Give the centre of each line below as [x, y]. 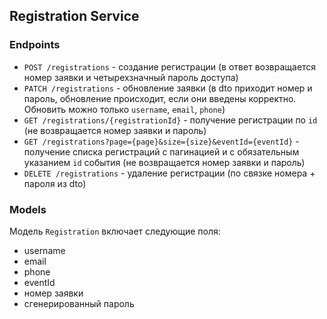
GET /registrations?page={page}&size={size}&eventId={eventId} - [161, 141]
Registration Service [74, 16]
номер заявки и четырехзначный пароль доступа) [131, 77]
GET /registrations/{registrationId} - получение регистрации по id [170, 120]
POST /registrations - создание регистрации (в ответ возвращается [170, 66]
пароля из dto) [55, 183]
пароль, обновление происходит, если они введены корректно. [160, 98]
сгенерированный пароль [79, 303]
